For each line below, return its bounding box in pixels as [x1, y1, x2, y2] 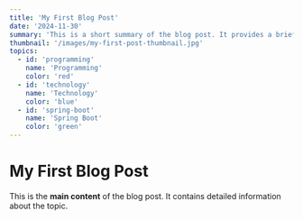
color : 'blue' [25, 96, 78, 106]
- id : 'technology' [17, 80, 91, 89]
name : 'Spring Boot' [25, 114, 103, 123]
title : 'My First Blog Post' [9, 13, 119, 23]
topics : [9, 47, 39, 56]
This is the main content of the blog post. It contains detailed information [9, 190, 281, 201]
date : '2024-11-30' [9, 22, 83, 31]
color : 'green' [25, 123, 83, 132]
